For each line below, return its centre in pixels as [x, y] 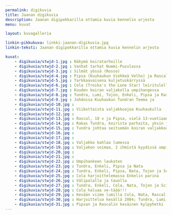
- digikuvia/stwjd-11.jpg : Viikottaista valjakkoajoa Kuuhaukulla [88, 109]
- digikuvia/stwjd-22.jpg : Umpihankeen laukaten [69, 162]
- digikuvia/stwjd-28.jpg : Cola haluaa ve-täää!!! [71, 190]
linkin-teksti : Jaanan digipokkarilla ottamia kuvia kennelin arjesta [82, 48]
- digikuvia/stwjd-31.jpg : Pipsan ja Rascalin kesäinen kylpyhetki [89, 205]
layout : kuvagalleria [28, 34]
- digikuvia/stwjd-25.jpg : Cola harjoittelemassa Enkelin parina [87, 176]
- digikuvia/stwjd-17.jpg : [44, 138]
